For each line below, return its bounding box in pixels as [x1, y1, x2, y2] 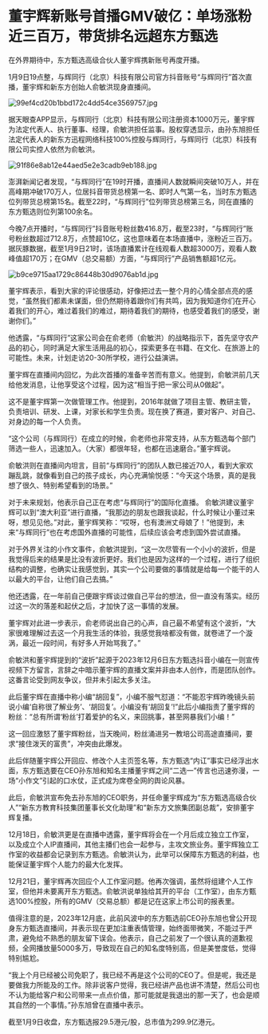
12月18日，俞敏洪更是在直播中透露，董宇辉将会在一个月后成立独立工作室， [8, 829, 254, 839]
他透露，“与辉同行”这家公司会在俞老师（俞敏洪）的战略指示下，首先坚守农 [8, 333, 253, 342]
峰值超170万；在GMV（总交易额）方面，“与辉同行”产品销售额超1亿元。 [8, 253, 241, 263]
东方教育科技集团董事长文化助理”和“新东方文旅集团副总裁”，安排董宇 [28, 803, 254, 812]
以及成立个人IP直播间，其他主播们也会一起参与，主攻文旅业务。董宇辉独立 [8, 839, 253, 849]
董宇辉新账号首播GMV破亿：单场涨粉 [8, 7, 253, 26]
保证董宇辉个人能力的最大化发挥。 [14, 859, 128, 869]
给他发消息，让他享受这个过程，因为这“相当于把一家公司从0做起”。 [8, 380, 229, 389]
